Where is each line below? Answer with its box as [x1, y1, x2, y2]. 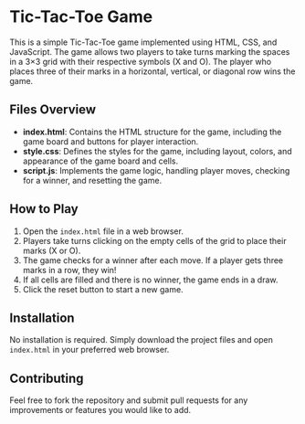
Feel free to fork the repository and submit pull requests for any [9, 395, 248, 406]
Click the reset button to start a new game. [22, 283, 184, 294]
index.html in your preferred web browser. [9, 344, 170, 355]
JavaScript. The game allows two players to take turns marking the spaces [9, 46, 290, 57]
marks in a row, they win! [22, 264, 117, 275]
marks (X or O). [22, 245, 81, 256]
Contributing [9, 370, 84, 386]
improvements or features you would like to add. [9, 405, 192, 416]
